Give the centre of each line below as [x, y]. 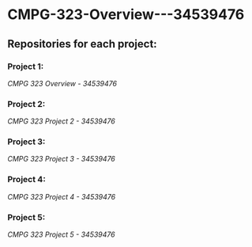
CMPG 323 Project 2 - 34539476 [61, 121]
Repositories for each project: [82, 44]
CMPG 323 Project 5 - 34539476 [61, 234]
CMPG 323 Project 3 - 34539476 [62, 159]
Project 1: [26, 66]
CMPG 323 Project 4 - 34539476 [62, 196]
